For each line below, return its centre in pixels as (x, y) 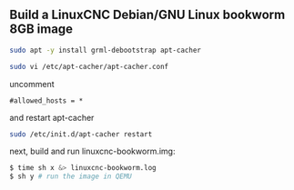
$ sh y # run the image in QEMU (71, 176)
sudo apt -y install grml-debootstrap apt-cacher (106, 50)
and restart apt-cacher (52, 117)
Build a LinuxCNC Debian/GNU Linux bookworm (147, 15)
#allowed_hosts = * (46, 100)
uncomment (32, 84)
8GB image (41, 30)
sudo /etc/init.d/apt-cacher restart (81, 134)
